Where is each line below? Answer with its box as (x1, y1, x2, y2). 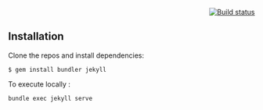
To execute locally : (8, 79, 70, 89)
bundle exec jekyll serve (8, 94, 92, 102)
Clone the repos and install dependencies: (8, 51, 145, 60)
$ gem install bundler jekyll (8, 66, 107, 73)
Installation (8, 30, 64, 43)
